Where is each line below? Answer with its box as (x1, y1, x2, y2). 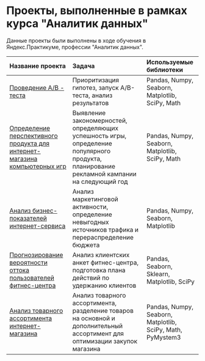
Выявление (72, 108, 106, 117)
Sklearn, (146, 269, 170, 278)
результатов (72, 98, 109, 107)
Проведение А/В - (9, 83, 65, 92)
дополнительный (72, 321, 123, 330)
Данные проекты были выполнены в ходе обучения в (6, 37, 146, 44)
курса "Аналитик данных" (6, 16, 148, 31)
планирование (72, 162, 116, 170)
